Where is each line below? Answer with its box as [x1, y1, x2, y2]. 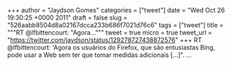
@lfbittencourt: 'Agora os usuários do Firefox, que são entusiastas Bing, [7, 44, 216, 51]
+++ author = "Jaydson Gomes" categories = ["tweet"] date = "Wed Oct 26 [7, 6, 225, 14]
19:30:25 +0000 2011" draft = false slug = [7, 13, 128, 22]
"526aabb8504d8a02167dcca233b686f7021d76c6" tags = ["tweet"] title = [7, 21, 224, 29]
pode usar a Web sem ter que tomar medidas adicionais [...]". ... [7, 51, 192, 59]
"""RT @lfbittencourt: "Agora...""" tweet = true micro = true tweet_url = [7, 28, 212, 37]
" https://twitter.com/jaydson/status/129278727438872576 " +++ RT [7, 36, 202, 44]
